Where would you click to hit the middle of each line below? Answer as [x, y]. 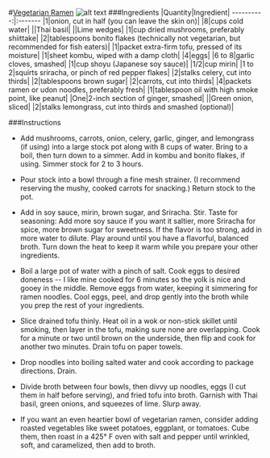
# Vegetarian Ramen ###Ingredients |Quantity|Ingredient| [119, 13]
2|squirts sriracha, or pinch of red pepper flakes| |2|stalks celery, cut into [130, 72]
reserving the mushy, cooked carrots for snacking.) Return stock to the [137, 188]
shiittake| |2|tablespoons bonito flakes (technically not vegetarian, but [125, 38]
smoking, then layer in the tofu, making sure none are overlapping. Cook [140, 330]
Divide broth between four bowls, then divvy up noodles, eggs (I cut [133, 387]
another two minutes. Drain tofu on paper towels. [101, 347]
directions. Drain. [48, 371]
